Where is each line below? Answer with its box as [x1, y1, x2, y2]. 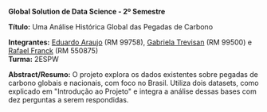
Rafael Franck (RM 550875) [8, 46, 99, 55]
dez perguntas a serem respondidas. [8, 95, 129, 104]
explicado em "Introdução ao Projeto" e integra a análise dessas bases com [8, 87, 257, 96]
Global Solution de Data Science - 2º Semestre [8, 7, 166, 16]
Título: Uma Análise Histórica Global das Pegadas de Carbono [8, 22, 214, 31]
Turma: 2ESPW [8, 55, 60, 64]
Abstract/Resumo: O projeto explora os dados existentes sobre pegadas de [8, 70, 259, 79]
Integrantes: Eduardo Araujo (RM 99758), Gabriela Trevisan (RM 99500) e [8, 37, 253, 47]
